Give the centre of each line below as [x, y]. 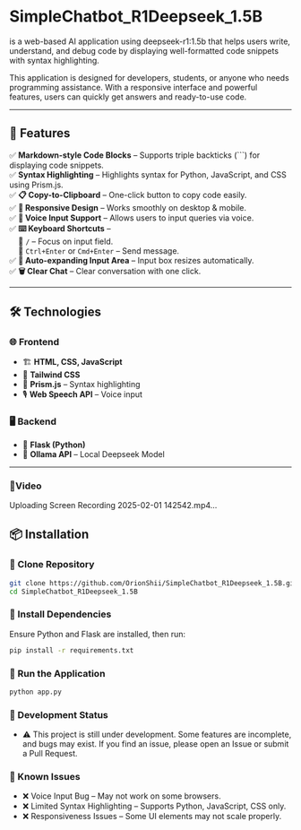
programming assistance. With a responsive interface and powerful [133, 87]
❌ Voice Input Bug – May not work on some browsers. [121, 796]
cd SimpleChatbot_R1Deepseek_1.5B [74, 592]
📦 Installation [49, 535]
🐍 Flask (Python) [54, 445]
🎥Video [26, 486]
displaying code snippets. [57, 165]
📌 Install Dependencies [60, 614]
